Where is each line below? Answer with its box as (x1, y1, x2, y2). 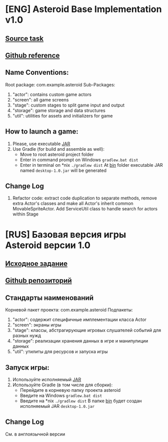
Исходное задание (5, 259, 68, 268)
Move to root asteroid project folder (20, 151, 94, 157)
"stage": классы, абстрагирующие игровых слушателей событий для (12, 327, 161, 334)
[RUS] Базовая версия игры (5, 229, 126, 240)
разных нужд (12, 333, 41, 339)
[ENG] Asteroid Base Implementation (5, 4, 162, 15)
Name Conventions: (5, 68, 69, 77)
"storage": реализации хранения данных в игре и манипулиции (12, 338, 148, 344)
